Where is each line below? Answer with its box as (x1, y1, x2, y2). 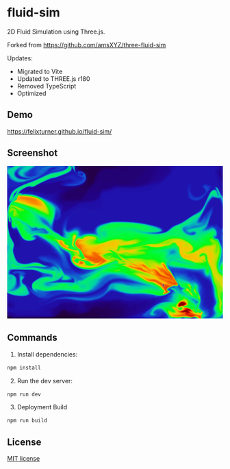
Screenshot (7, 147, 58, 159)
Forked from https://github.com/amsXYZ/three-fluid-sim (7, 40, 166, 49)
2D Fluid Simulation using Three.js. (7, 27, 105, 36)
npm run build (7, 417, 48, 424)
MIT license (7, 455, 40, 463)
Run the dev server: (16, 376, 73, 385)
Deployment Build (16, 403, 68, 411)
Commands (7, 332, 58, 344)
